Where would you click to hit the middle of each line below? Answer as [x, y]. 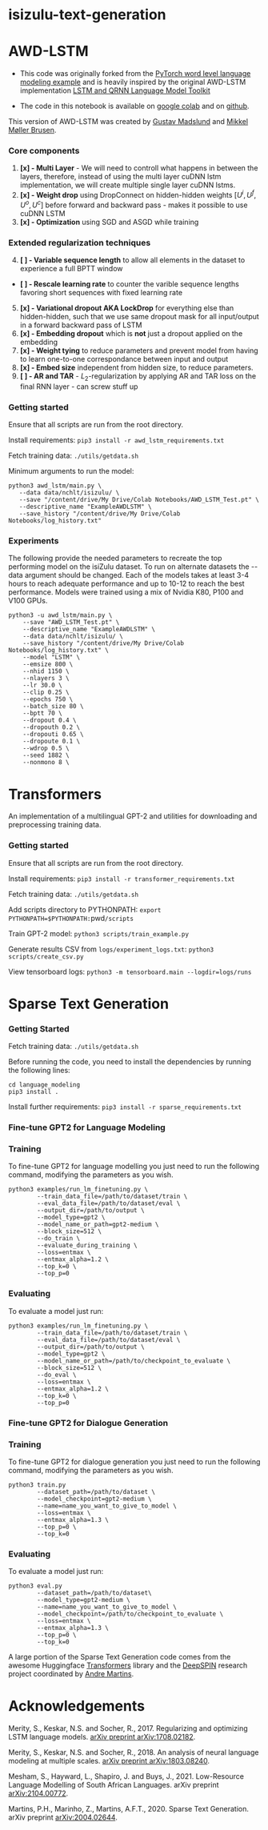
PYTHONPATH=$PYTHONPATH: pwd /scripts [71, 918]
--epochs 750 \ [48, 699]
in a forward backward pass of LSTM [81, 325]
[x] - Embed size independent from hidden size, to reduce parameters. [136, 368]
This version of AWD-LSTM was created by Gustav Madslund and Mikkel [128, 122]
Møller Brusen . [32, 130]
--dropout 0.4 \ [50, 721]
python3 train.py [37, 1485]
